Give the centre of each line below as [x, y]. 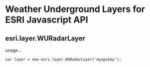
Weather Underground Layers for [75, 9]
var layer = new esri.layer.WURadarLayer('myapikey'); [63, 59]
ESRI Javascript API [47, 20]
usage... [13, 50]
